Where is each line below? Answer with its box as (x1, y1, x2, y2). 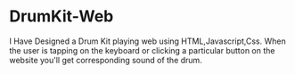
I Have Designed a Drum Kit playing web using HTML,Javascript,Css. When (9, 36, 287, 46)
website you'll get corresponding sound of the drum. (9, 54, 202, 65)
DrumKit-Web (9, 6, 114, 27)
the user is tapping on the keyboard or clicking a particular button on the (9, 45, 275, 55)
